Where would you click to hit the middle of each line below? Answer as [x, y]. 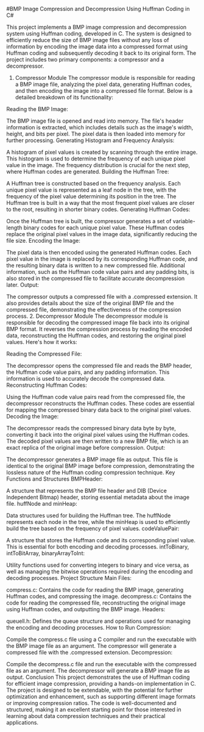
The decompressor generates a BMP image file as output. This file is [92, 459]
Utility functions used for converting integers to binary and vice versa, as [98, 565]
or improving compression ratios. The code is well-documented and [91, 703]
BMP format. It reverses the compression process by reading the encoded [99, 329]
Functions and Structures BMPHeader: [55, 479]
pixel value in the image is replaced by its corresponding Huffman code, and [102, 259]
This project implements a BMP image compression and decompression [97, 27]
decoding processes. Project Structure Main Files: [69, 578]
